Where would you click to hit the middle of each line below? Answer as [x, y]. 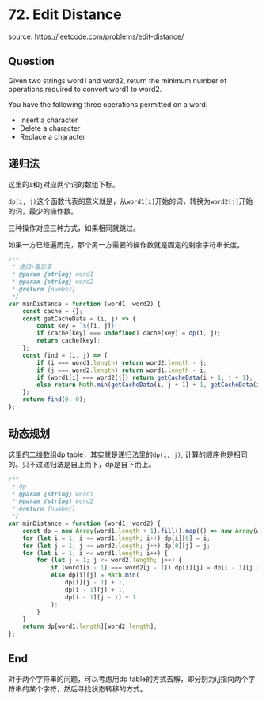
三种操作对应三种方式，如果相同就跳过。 [74, 228]
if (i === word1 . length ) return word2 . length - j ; [122, 362]
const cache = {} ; [53, 311]
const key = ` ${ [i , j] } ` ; [80, 326]
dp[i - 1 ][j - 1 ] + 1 [100, 597]
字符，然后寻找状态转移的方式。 [95, 688]
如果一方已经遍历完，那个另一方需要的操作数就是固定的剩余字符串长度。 [126, 244]
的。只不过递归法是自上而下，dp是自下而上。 [82, 464]
